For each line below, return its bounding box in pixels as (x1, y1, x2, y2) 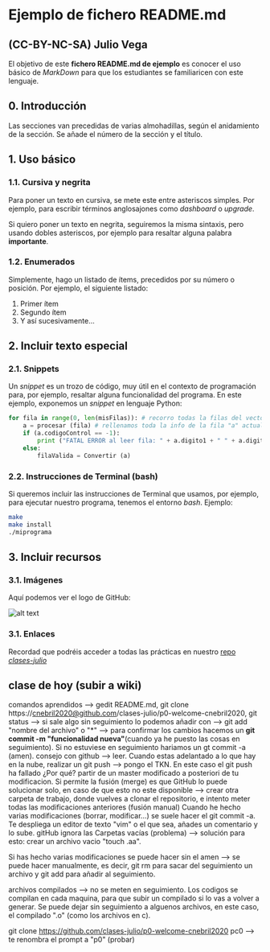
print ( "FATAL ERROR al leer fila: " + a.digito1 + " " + (37, 437, 235, 445)
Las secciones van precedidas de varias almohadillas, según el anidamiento (8, 121, 260, 130)
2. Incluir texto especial (8, 340, 129, 353)
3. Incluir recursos (8, 550, 102, 564)
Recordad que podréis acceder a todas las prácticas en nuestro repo (8, 646, 236, 657)
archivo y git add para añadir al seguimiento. (8, 869, 156, 879)
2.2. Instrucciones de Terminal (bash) (8, 471, 158, 482)
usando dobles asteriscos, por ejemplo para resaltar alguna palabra (8, 228, 232, 237)
